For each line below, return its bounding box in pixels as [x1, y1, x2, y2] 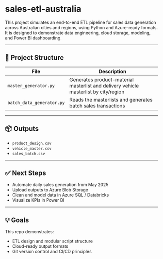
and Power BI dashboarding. [5, 35, 62, 41]
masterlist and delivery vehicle [69, 82, 139, 89]
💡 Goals [5, 216, 29, 224]
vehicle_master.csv [12, 146, 52, 151]
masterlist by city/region [69, 88, 125, 95]
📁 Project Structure [5, 53, 64, 62]
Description [98, 68, 127, 75]
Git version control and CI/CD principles [12, 249, 92, 255]
